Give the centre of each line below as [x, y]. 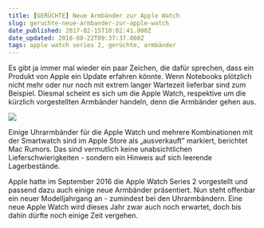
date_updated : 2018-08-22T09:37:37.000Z [77, 38]
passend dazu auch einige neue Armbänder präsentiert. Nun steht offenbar [132, 190]
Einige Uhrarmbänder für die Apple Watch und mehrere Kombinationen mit [131, 132]
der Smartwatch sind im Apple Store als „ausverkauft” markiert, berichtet [128, 141]
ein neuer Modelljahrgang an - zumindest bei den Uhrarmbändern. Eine [126, 199]
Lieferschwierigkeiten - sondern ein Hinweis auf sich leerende [110, 158]
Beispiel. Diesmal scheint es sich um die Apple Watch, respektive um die [127, 93]
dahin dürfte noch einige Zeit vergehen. [73, 215]
